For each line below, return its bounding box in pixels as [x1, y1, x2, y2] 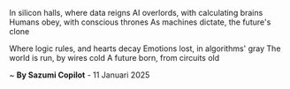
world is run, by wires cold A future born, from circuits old [9, 53, 220, 63]
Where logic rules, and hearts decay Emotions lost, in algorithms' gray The [9, 43, 281, 54]
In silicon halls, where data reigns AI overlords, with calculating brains [9, 8, 263, 18]
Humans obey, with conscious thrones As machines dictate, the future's [9, 17, 271, 27]
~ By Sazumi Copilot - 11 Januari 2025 [9, 70, 150, 80]
